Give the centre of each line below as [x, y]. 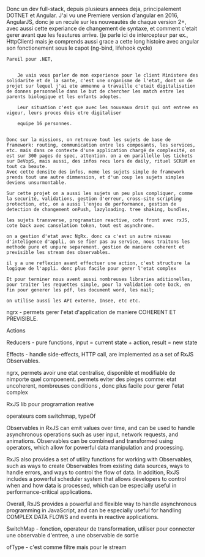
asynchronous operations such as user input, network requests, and [92, 434]
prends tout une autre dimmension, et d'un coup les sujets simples [95, 177]
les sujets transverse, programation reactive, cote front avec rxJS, [98, 220]
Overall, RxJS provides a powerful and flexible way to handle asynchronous [102, 504]
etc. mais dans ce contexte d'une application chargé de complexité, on [101, 150]
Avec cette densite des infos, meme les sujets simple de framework [95, 172]
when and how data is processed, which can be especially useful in [91, 485]
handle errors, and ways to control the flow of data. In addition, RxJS [93, 472]
